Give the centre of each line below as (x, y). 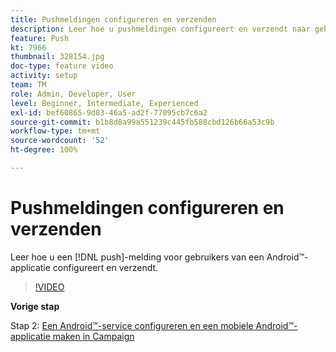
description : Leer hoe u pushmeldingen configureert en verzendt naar (160, 29)
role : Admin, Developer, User (73, 94)
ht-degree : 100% (44, 150)
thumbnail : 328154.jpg (57, 57)
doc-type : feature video (62, 66)
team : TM (28, 85)
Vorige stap (35, 306)
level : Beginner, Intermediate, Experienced (104, 103)
